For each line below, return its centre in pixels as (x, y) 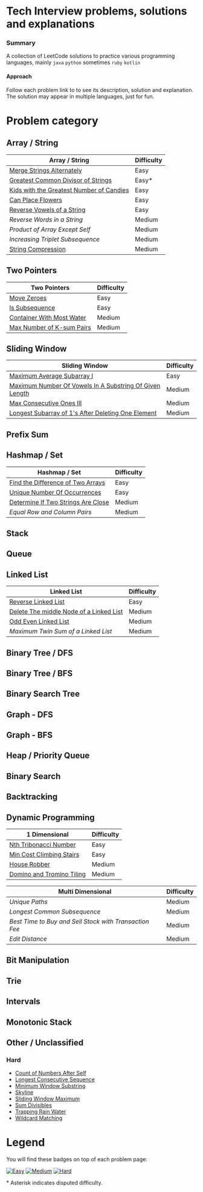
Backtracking (32, 797)
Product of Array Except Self (50, 229)
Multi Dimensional (85, 892)
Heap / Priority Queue (48, 756)
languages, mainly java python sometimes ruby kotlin (73, 62)
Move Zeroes (28, 298)
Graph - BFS (30, 735)
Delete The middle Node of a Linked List (66, 611)
